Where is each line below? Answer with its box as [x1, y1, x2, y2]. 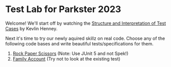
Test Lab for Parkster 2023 [5, 4, 121, 15]
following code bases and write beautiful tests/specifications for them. [5, 40, 154, 46]
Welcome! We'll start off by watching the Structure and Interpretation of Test [5, 20, 166, 26]
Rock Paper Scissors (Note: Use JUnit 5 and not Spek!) [12, 50, 129, 56]
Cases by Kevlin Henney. [5, 25, 58, 31]
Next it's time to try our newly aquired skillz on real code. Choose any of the [5, 35, 165, 41]
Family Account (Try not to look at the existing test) [12, 55, 121, 61]
